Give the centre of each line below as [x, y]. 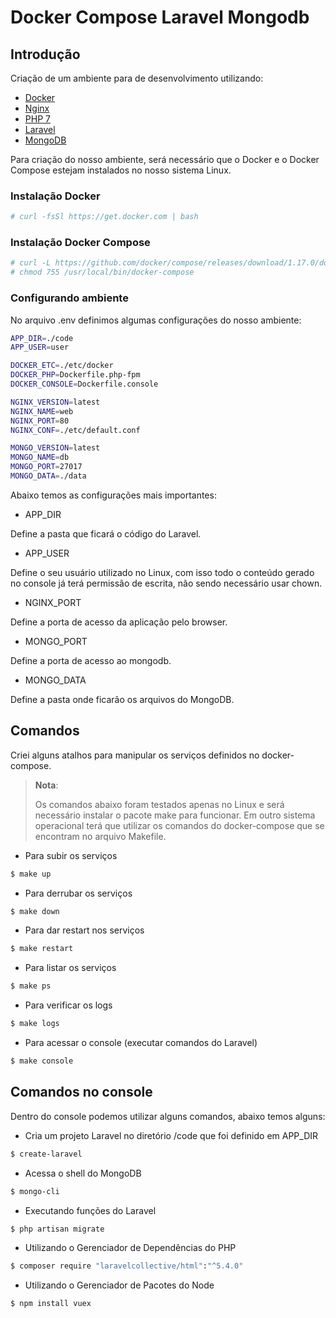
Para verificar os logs [68, 1005]
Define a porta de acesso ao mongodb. [91, 660]
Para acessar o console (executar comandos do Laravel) [141, 1043]
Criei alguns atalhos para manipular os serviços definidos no [135, 755]
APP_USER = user [40, 347]
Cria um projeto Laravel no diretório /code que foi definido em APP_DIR [171, 1135]
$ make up [31, 874]
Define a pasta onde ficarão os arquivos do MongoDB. [122, 699]
